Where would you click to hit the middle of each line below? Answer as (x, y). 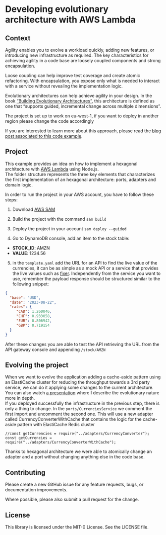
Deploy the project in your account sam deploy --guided (69, 228)
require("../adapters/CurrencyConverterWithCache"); (61, 443)
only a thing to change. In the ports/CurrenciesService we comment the (79, 409)
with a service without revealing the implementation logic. (64, 86)
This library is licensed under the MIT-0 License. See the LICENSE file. (77, 527)
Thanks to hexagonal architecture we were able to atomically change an (79, 451)
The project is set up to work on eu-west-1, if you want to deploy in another (82, 116)
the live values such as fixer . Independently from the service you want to (86, 273)
